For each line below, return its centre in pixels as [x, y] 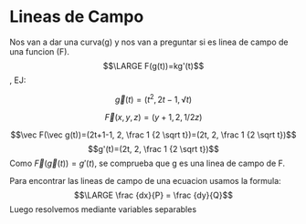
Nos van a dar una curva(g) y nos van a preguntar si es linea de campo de [149, 42]
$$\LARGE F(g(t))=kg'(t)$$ [153, 66]
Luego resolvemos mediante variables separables [103, 209]
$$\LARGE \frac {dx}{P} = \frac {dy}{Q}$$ [153, 195]
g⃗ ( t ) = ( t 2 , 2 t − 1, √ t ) [153, 98]
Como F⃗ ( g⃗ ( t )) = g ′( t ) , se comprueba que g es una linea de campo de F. [148, 163]
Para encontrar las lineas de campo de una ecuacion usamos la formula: [145, 180]
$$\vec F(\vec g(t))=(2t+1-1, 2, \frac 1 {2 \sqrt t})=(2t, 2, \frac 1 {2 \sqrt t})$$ [153, 135]
